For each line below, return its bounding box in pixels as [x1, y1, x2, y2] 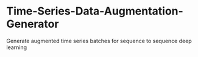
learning [6, 44, 27, 51]
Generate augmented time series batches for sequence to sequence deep [6, 37, 192, 44]
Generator [6, 17, 59, 31]
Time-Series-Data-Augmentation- [6, 4, 184, 18]
